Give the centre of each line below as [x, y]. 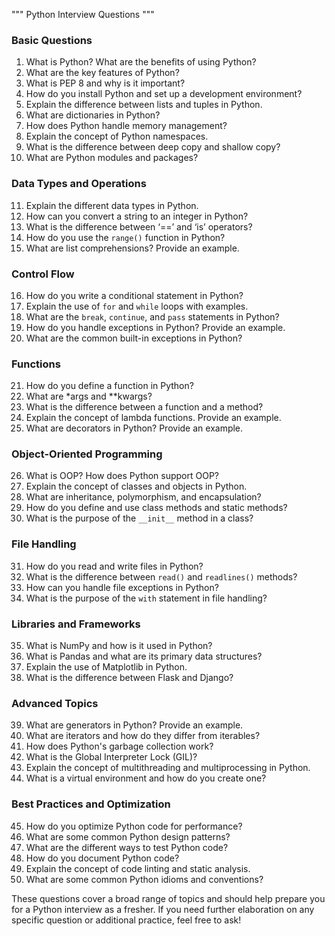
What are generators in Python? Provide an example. [134, 725]
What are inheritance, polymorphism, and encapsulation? [143, 497]
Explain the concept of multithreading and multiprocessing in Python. [168, 768]
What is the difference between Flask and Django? [129, 678]
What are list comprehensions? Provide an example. [132, 248]
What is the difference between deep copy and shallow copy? [153, 147]
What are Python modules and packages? [112, 158]
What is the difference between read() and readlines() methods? [161, 576]
